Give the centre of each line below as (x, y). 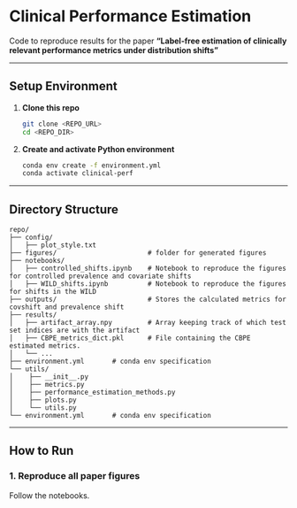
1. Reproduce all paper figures (75, 476)
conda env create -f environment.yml (91, 165)
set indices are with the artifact (75, 331)
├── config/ (31, 238)
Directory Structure (64, 209)
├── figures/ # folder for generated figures (138, 253)
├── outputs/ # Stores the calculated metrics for (148, 300)
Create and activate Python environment (98, 149)
